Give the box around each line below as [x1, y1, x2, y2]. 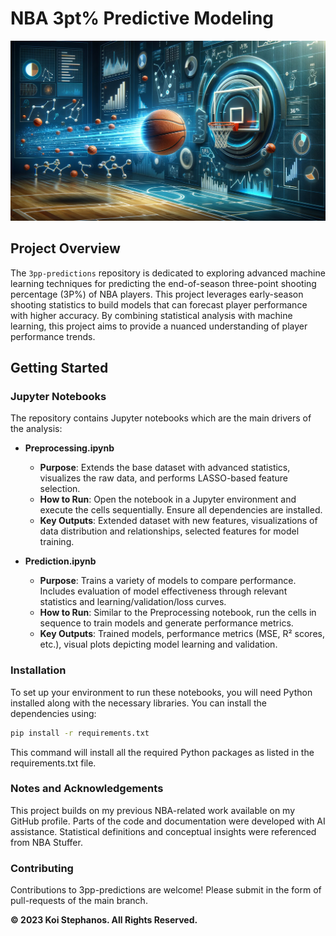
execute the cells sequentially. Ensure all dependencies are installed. [39, 504, 323, 516]
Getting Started [10, 360, 109, 377]
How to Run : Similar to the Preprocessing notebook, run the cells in [39, 607, 317, 619]
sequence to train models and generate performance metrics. [39, 617, 294, 629]
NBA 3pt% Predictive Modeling [10, 7, 275, 30]
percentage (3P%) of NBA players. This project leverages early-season [10, 288, 304, 300]
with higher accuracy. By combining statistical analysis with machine [10, 309, 293, 321]
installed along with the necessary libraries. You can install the [10, 697, 267, 709]
